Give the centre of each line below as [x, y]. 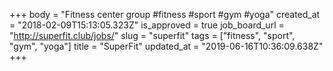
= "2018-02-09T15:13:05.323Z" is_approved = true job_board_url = [147, 25]
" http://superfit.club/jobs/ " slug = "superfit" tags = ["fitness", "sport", [152, 35]
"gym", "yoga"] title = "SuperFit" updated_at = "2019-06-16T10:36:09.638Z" [166, 46]
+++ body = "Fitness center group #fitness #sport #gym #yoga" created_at [165, 14]
